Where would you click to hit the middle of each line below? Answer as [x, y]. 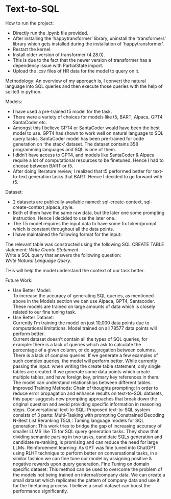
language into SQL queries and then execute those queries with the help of [84, 86]
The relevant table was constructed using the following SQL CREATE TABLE [85, 244]
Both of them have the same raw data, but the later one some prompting [89, 212]
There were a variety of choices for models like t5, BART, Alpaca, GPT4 [88, 117]
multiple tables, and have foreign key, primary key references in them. [86, 377]
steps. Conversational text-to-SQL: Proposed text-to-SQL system [81, 410]
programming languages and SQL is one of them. [64, 149]
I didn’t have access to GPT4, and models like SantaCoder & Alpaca [83, 155]
